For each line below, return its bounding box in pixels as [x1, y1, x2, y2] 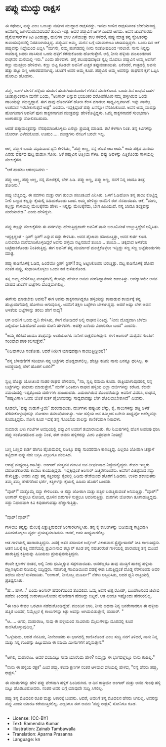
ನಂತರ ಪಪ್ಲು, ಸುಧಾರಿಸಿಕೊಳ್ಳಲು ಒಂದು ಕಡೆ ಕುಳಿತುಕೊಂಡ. [5, 265, 87, 271]
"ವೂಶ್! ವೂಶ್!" [5, 514, 30, 520]
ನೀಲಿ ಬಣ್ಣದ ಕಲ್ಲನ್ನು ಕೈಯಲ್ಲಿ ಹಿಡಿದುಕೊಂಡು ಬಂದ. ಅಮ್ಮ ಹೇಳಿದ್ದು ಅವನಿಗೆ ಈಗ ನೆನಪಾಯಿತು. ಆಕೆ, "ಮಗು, [5, 197, 157, 203]
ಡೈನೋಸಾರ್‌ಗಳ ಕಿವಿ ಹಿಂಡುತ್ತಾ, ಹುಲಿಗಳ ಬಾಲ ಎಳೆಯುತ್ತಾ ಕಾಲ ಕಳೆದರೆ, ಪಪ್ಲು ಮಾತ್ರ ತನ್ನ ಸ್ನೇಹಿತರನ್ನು [5, 34, 148, 40]
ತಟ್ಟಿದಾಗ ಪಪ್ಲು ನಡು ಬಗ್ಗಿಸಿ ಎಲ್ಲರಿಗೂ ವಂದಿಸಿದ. [5, 451, 72, 457]
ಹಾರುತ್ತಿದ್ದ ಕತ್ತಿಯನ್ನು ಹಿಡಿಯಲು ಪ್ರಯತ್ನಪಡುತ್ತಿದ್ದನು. [5, 551, 80, 557]
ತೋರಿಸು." [5, 182, 21, 188]
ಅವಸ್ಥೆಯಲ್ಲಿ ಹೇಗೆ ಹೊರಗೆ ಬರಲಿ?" [5, 364, 55, 370]
